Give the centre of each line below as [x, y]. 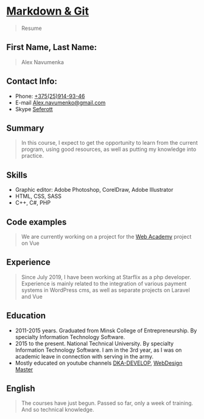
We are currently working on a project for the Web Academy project [106, 237]
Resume [31, 28]
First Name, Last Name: [52, 47]
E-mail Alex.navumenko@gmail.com [60, 103]
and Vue [32, 296]
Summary [25, 128]
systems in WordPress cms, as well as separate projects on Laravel [105, 290]
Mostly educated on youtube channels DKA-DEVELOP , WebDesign [99, 363]
